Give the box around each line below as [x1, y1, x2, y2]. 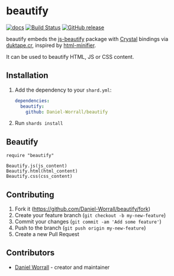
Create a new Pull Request [14, 231, 80, 237]
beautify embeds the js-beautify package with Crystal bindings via [6, 35, 169, 42]
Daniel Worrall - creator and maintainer [14, 264, 110, 271]
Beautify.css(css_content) [6, 174, 73, 180]
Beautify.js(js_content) [6, 163, 67, 169]
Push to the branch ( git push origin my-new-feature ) [14, 224, 146, 231]
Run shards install [14, 120, 63, 127]
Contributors [6, 248, 55, 258]
